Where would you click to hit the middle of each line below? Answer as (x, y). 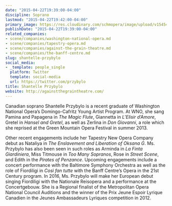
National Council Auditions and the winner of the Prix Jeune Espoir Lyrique (84, 192)
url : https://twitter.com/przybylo (48, 82)
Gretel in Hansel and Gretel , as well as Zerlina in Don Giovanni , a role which (85, 122)
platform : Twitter (30, 72)
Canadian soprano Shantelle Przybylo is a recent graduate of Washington (83, 106)
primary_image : (21, 24)
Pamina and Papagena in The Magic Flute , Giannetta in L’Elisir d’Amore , (81, 117)
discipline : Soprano (27, 15)
